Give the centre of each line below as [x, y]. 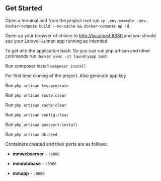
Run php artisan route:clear [36, 95]
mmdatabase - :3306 [34, 163]
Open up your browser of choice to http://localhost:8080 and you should [80, 35]
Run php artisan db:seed [31, 134]
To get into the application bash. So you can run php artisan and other [78, 50]
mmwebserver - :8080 [36, 154]
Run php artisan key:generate [37, 85]
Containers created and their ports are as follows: [57, 144]
